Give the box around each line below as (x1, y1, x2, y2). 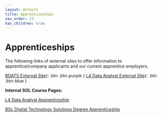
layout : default (5, 7, 38, 12)
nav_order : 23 (5, 16, 34, 21)
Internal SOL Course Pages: (5, 88, 63, 94)
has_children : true (5, 21, 45, 26)
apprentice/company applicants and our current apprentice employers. (5, 63, 149, 69)
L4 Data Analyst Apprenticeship (5, 97, 70, 103)
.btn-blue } (5, 78, 27, 84)
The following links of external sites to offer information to (5, 58, 122, 64)
